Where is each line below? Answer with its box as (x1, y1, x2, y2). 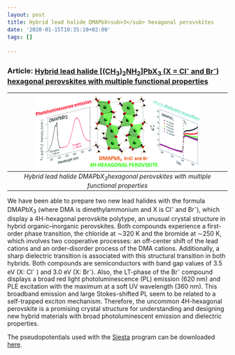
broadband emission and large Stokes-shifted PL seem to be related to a (7, 290, 216, 298)
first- (207, 222, 222, 230)
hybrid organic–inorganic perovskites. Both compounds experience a (7, 222, 206, 230)
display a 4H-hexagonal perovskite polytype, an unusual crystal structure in (7, 214, 226, 223)
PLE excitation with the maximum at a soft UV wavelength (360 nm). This (7, 282, 218, 291)
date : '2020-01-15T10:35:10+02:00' (7, 26, 111, 33)
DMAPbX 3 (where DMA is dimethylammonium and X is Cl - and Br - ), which (7, 204, 220, 215)
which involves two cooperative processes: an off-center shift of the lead (7, 236, 218, 245)
